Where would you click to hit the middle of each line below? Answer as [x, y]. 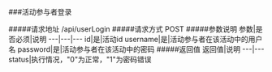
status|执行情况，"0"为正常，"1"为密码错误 [80, 59]
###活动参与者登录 [40, 12]
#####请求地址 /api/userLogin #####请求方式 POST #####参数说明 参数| [132, 29]
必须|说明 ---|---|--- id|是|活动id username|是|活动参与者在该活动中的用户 [139, 39]
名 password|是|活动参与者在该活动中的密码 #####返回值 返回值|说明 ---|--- [136, 49]
